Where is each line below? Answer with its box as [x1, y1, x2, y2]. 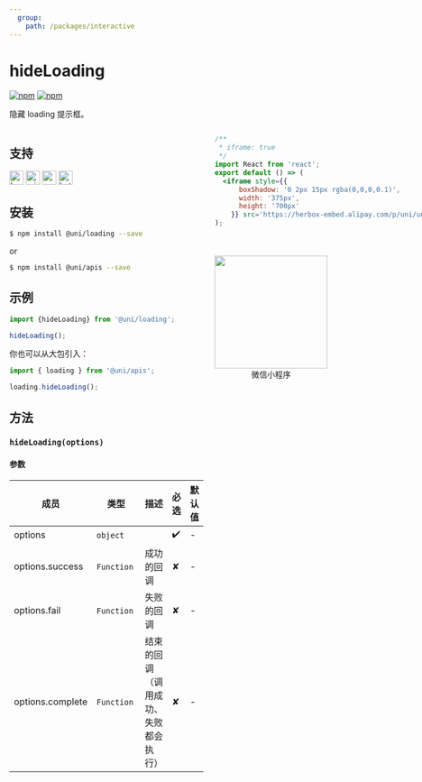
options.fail [14, 603, 61, 616]
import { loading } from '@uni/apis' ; [9, 366, 155, 375]
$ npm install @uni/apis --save [9, 262, 131, 271]
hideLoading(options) [9, 437, 105, 447]
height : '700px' [238, 202, 300, 211]
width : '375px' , [238, 193, 300, 203]
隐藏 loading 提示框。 [9, 109, 89, 120]
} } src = [230, 210, 260, 219]
